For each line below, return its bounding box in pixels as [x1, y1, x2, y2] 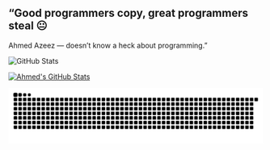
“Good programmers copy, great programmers [8, 6, 249, 20]
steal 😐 [8, 19, 48, 33]
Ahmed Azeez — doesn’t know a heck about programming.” [8, 40, 208, 50]
